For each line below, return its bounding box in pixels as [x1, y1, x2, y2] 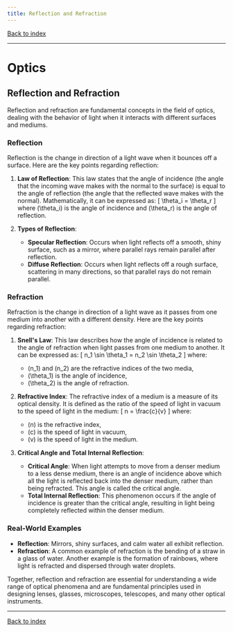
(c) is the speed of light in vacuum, [27, 428, 127, 437]
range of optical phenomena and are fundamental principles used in [7, 582, 201, 590]
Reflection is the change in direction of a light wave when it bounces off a [7, 153, 217, 161]
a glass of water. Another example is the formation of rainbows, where [17, 554, 218, 562]
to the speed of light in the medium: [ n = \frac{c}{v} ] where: [17, 407, 192, 416]
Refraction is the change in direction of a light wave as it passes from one [7, 308, 217, 316]
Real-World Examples [7, 524, 82, 534]
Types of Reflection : [17, 225, 78, 233]
